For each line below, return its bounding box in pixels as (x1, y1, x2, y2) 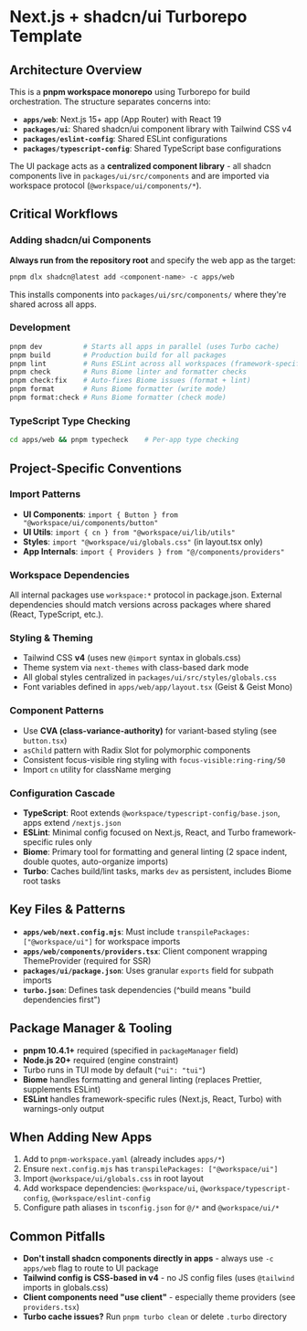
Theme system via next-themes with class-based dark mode (22, 662, 249, 673)
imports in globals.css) (22, 1282, 109, 1294)
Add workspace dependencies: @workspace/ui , (22, 1183, 199, 1194)
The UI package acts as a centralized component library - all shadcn (9, 161, 271, 171)
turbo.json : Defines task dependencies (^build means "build (22, 984, 251, 995)
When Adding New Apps (9, 1130, 153, 1146)
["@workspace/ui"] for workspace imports (22, 935, 181, 946)
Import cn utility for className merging (22, 764, 172, 775)
